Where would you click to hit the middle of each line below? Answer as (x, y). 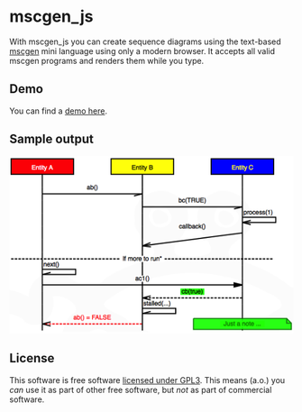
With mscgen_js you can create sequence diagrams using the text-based (145, 41)
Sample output (52, 139)
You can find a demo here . (59, 111)
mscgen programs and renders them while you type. (107, 60)
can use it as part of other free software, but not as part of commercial (141, 389)
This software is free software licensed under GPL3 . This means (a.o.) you (147, 380)
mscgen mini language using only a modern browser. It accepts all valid (142, 50)
